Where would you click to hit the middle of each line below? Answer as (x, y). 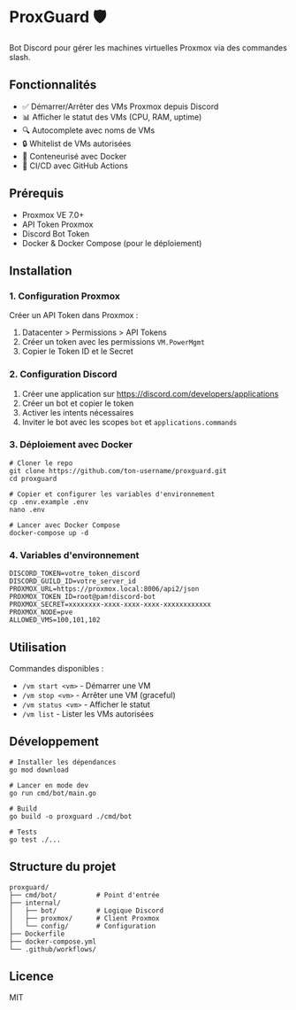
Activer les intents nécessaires (78, 412)
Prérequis (37, 194)
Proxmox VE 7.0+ (53, 214)
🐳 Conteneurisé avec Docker (74, 156)
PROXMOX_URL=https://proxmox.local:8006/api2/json (104, 589)
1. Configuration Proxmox (65, 296)
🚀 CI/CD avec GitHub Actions (75, 166)
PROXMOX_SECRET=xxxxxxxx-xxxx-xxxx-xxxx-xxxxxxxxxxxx (110, 605)
